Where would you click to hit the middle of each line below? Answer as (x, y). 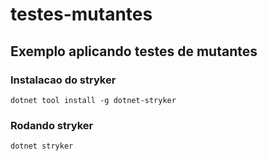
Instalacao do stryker (63, 80)
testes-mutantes (81, 14)
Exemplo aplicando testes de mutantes (134, 51)
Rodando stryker (52, 125)
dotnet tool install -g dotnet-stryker (93, 100)
